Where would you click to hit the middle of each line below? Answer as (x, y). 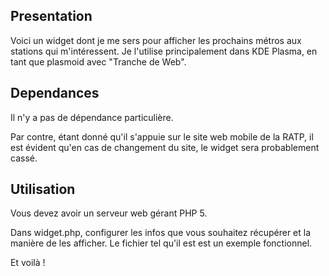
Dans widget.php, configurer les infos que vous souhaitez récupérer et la (161, 233)
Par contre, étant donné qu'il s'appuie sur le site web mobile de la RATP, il (162, 136)
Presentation (51, 16)
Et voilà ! (28, 263)
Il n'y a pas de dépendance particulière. (92, 117)
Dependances (55, 93)
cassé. (24, 158)
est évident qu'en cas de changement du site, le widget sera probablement (165, 147)
